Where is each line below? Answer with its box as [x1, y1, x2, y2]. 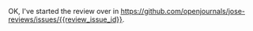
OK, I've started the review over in [8, 7, 119, 15]
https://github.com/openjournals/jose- [120, 7, 246, 15]
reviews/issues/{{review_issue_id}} [8, 15, 123, 24]
